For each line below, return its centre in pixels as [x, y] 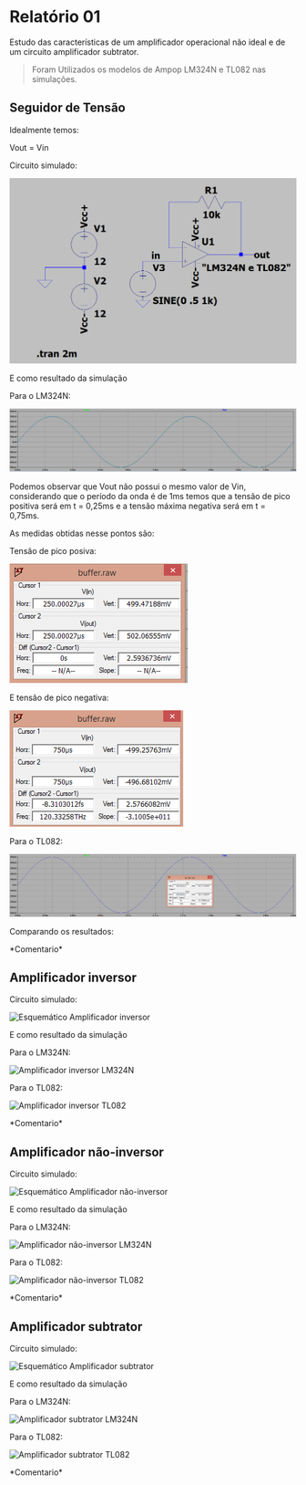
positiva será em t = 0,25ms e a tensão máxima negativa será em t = [138, 506]
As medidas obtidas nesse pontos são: [82, 533]
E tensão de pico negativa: [59, 697]
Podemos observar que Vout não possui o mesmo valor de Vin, [128, 486]
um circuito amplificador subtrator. [74, 51]
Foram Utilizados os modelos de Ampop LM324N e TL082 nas [149, 69]
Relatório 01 [55, 17]
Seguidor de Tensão [67, 108]
